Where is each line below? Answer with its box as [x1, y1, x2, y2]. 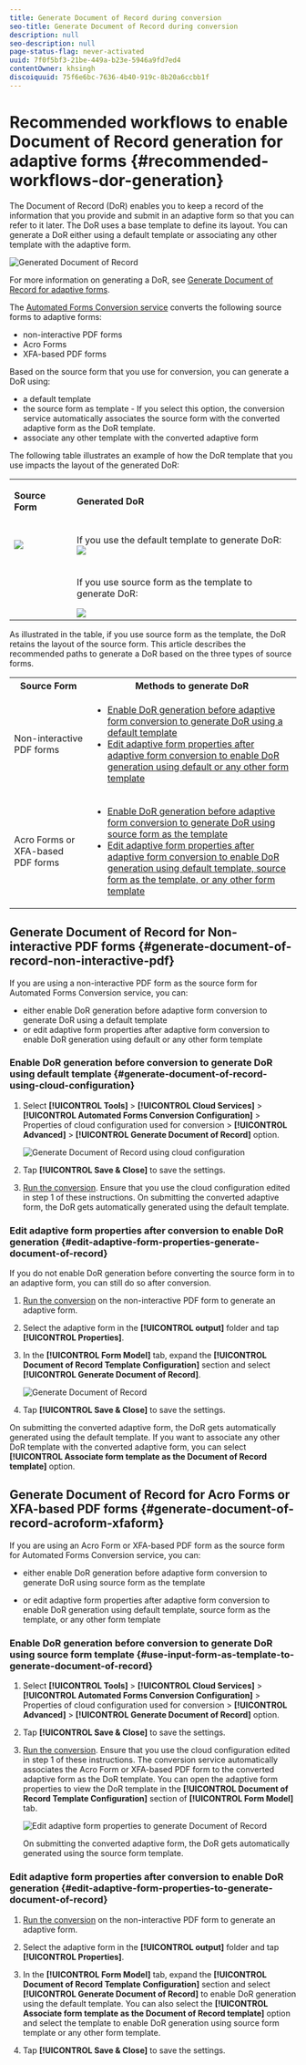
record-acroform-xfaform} [9, 1515, 165, 1532]
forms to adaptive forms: [9, 311, 102, 322]
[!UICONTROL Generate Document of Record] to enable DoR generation [22, 1988, 297, 1999]
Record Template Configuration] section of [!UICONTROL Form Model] [22, 1793, 294, 1804]
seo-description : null [9, 38, 96, 48]
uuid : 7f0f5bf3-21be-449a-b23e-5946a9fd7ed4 [9, 56, 181, 65]
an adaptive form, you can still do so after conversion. [9, 1277, 211, 1288]
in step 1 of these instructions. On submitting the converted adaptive [22, 1192, 280, 1203]
